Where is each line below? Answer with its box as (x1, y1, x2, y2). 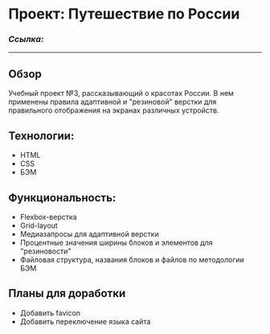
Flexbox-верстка (19, 212, 78, 221)
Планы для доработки (8, 287, 126, 300)
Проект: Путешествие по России (8, 5, 240, 23)
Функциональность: (8, 191, 117, 204)
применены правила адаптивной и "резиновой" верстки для (8, 97, 217, 107)
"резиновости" (19, 246, 72, 256)
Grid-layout (19, 221, 58, 230)
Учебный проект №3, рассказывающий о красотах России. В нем (8, 89, 235, 98)
